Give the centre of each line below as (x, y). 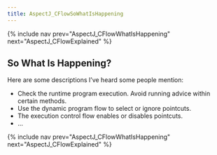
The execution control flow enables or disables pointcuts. (100, 116)
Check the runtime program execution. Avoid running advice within (114, 94)
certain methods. (42, 101)
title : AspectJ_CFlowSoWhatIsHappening (65, 14)
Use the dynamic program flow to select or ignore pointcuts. (104, 109)
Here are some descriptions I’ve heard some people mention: (96, 80)
